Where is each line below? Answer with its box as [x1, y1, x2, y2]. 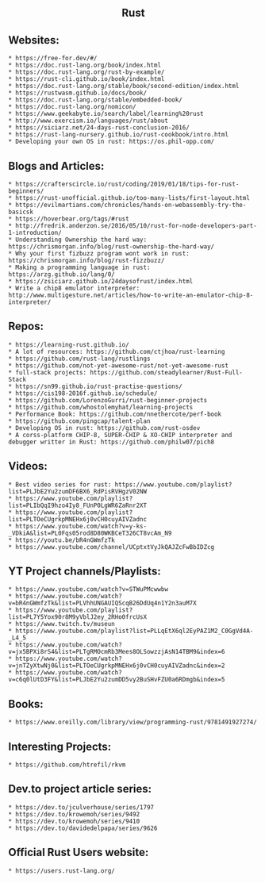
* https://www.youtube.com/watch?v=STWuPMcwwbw [8, 585, 169, 593]
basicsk [8, 208, 34, 217]
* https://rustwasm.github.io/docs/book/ [8, 89, 148, 98]
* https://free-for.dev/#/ [8, 55, 98, 63]
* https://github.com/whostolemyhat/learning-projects [8, 403, 194, 411]
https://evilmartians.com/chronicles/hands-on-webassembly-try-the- [15, 202, 247, 209]
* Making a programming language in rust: [8, 263, 151, 272]
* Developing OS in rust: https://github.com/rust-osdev [8, 424, 201, 432]
